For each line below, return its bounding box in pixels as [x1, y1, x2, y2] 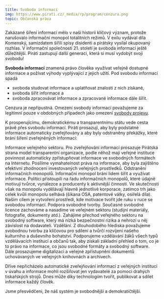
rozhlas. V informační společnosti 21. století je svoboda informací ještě [5, 45, 147, 51]
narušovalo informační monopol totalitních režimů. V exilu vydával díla [5, 35, 146, 41]
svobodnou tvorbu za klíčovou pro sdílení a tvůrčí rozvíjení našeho [5, 228, 139, 234]
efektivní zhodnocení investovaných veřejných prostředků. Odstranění [5, 165, 146, 171]
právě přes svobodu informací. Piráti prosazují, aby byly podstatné [5, 125, 139, 131]
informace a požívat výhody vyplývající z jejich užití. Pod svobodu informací [5, 70, 158, 76]
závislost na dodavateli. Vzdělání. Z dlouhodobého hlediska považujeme [5, 223, 151, 229]
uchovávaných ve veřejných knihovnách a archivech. [5, 254, 112, 260]
